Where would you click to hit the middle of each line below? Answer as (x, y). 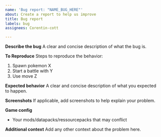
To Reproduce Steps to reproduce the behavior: (54, 56)
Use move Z (25, 76)
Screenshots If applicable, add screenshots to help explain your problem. (80, 101)
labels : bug (17, 23)
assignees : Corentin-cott (32, 28)
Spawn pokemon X (31, 66)
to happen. (16, 91)
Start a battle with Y (32, 71)
